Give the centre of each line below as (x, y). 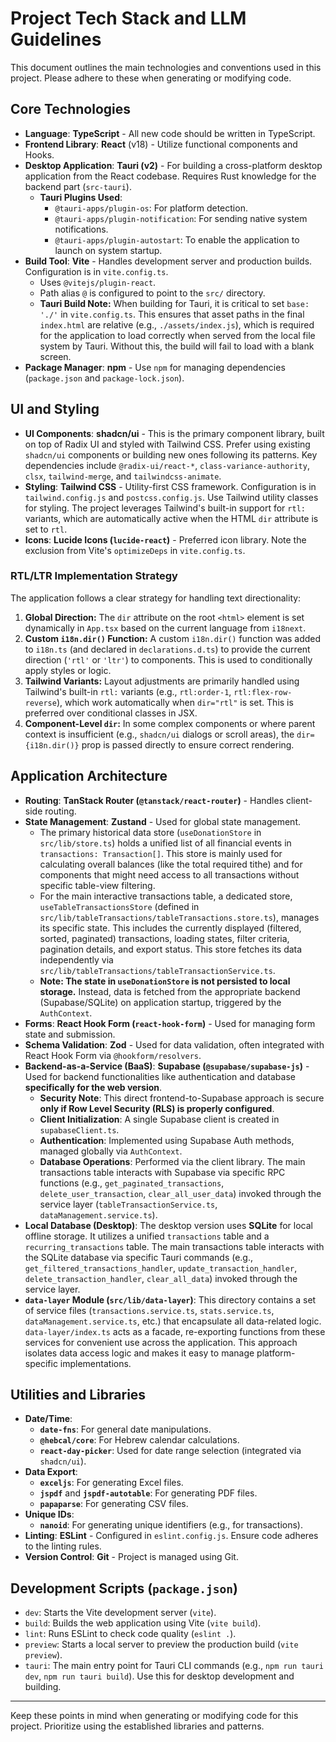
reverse (40, 703)
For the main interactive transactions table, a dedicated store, (166, 896)
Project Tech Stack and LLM (128, 18)
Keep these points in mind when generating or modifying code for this (154, 1716)
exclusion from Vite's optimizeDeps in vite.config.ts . (135, 550)
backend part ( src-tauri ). (78, 186)
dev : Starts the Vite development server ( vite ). (120, 1613)
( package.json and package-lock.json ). (104, 378)
